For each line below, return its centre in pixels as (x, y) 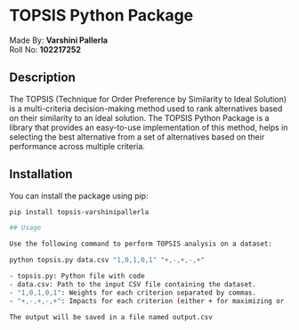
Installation (41, 174)
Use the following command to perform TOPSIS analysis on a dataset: (141, 244)
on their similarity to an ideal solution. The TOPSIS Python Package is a (139, 117)
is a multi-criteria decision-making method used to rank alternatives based (146, 109)
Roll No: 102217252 (45, 49)
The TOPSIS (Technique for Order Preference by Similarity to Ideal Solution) (148, 99)
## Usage (25, 228)
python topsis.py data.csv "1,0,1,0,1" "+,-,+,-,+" (107, 260)
